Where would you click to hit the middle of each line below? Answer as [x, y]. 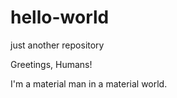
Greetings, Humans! [51, 64]
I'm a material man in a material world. [89, 83]
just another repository [57, 45]
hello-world [60, 17]
